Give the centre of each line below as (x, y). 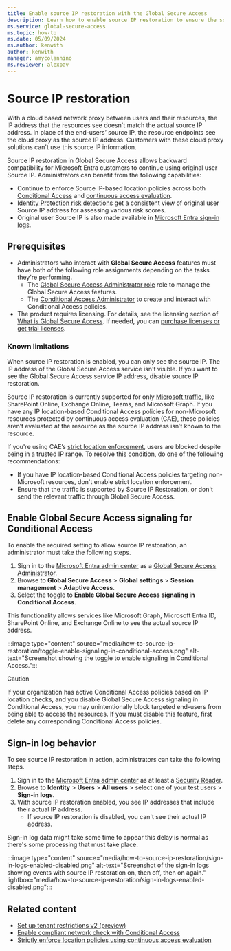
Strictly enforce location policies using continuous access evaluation (114, 940)
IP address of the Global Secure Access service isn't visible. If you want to (112, 369)
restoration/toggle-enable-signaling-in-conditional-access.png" (98, 651)
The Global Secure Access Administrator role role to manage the (119, 285)
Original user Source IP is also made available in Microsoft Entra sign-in (118, 217)
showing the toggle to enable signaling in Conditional (133, 658)
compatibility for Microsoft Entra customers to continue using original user (112, 167)
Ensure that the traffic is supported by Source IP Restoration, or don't (115, 489)
